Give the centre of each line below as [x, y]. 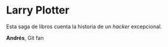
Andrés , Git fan [25, 38]
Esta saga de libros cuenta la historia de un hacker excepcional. [84, 26]
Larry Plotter [38, 10]
